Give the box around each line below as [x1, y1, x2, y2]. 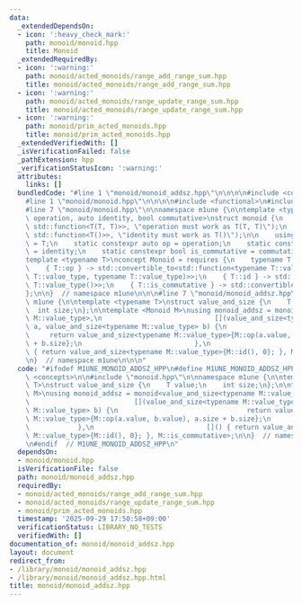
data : [9, 13, 30, 22]
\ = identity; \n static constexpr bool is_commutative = [25, 247, 255, 256]
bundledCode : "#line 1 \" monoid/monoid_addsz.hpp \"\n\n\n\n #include [17, 189, 280, 198]
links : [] [25, 181, 63, 190]
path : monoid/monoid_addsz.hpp [17, 473, 135, 482]
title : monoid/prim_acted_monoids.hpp [25, 130, 171, 139]
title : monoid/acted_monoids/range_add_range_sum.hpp [25, 80, 231, 89]
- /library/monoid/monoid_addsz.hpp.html [9, 573, 167, 582]
